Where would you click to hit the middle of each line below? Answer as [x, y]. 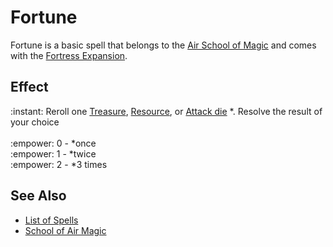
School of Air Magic [65, 230]
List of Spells [51, 220]
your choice [35, 122]
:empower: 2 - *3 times [59, 164]
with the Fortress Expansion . [69, 55]
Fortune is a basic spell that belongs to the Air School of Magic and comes [163, 45]
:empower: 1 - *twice [53, 153]
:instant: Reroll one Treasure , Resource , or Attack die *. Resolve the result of [166, 111]
